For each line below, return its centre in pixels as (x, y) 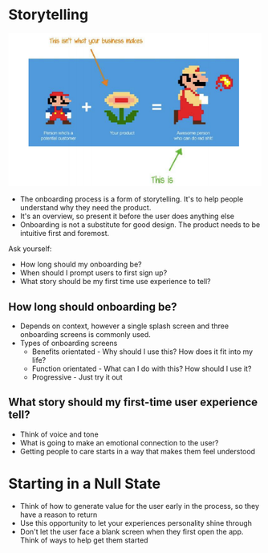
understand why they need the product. (85, 208)
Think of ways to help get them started (84, 540)
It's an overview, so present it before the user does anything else (127, 216)
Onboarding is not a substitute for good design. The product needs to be (140, 225)
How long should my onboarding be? (81, 264)
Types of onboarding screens (69, 343)
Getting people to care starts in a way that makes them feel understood (137, 451)
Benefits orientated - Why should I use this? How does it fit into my (142, 352)
